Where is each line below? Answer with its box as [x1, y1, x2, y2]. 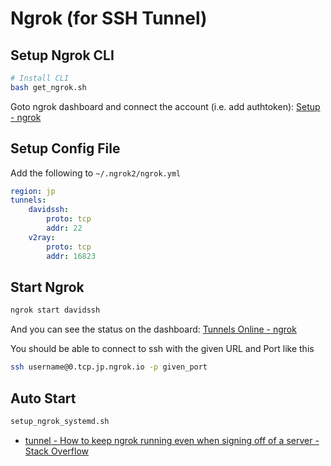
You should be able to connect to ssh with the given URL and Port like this [10, 343, 315, 355]
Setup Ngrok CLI [10, 47, 115, 64]
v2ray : [28, 232, 56, 242]
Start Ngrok [10, 278, 85, 296]
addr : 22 [46, 223, 83, 234]
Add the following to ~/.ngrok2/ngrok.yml [10, 167, 182, 179]
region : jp [10, 186, 56, 196]
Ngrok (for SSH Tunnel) [10, 7, 208, 30]
